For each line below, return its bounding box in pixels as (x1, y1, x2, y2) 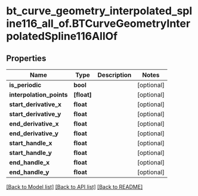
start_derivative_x (9, 100, 61, 108)
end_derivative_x (9, 120, 59, 127)
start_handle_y (9, 149, 52, 157)
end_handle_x (9, 158, 50, 166)
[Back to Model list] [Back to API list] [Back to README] (6, 183, 143, 190)
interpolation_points (9, 91, 68, 99)
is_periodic (9, 81, 42, 89)
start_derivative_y (9, 110, 61, 118)
